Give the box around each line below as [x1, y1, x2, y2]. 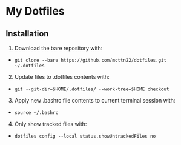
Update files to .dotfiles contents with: [14, 73, 110, 80]
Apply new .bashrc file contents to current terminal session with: [14, 97, 176, 104]
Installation [5, 29, 49, 39]
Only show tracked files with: [14, 120, 87, 127]
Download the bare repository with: [14, 44, 103, 52]
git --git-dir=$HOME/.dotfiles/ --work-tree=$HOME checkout [14, 86, 169, 92]
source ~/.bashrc [14, 110, 59, 116]
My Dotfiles [5, 4, 65, 18]
